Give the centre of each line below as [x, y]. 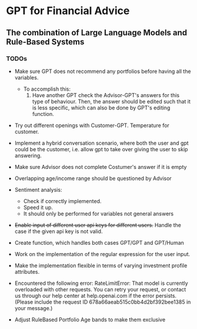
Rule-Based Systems [45, 41]
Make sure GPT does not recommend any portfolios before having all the [103, 71]
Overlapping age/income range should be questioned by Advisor [93, 178]
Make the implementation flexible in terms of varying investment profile [101, 265]
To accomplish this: [47, 89]
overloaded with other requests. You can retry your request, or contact [100, 289]
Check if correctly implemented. [62, 201]
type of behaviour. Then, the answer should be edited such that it [111, 101]
